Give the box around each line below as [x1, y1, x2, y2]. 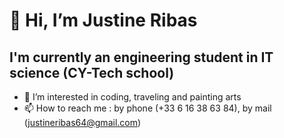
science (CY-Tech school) [9, 64, 175, 81]
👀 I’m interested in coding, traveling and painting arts [23, 91, 242, 103]
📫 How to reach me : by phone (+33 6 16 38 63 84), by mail [23, 102, 272, 114]
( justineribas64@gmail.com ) [23, 117, 142, 128]
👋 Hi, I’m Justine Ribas [9, 9, 198, 32]
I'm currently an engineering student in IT [9, 49, 274, 66]
